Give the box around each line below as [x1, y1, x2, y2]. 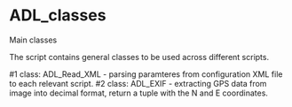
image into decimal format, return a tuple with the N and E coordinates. [9, 88, 269, 98]
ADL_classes [9, 5, 107, 26]
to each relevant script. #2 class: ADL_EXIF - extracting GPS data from [9, 78, 267, 88]
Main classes [9, 34, 58, 45]
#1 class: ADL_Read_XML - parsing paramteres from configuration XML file [9, 68, 283, 80]
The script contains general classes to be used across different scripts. [9, 51, 269, 62]
